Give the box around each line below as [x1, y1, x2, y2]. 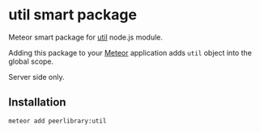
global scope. [8, 56, 54, 66]
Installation [8, 95, 66, 110]
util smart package [8, 6, 138, 24]
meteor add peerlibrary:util [8, 117, 107, 125]
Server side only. [8, 72, 65, 81]
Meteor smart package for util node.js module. [8, 32, 164, 42]
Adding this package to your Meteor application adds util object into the [8, 48, 253, 57]
